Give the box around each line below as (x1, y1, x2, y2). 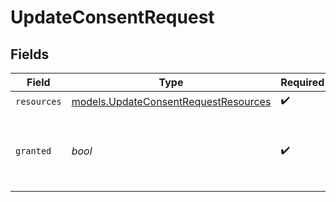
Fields (10, 46, 50, 63)
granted (15, 146, 52, 156)
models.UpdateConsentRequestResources (71, 94, 272, 108)
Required (280, 76, 325, 89)
